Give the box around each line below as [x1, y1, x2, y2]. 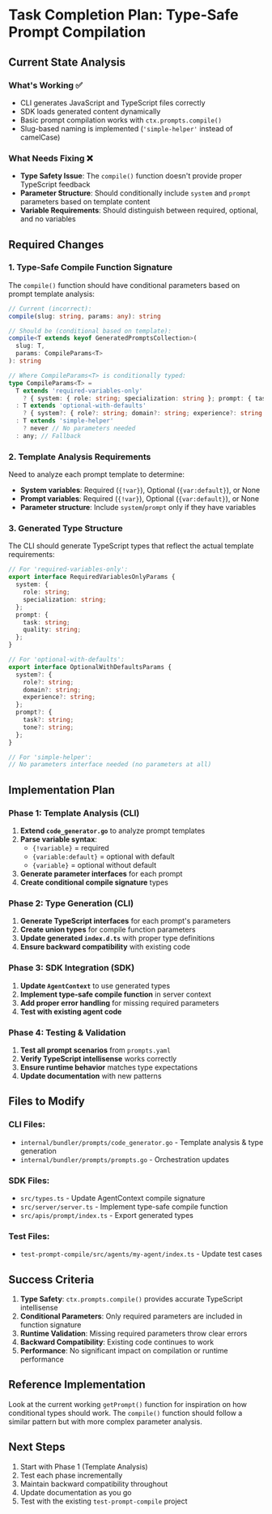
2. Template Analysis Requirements [8, 451, 151, 462]
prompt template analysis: [8, 289, 96, 298]
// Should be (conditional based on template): [8, 327, 172, 335]
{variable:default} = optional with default [32, 851, 176, 861]
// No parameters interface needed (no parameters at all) [8, 761, 212, 769]
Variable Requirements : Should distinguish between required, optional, [19, 205, 259, 216]
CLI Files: [8, 1119, 46, 1130]
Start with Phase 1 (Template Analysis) [19, 1461, 148, 1471]
